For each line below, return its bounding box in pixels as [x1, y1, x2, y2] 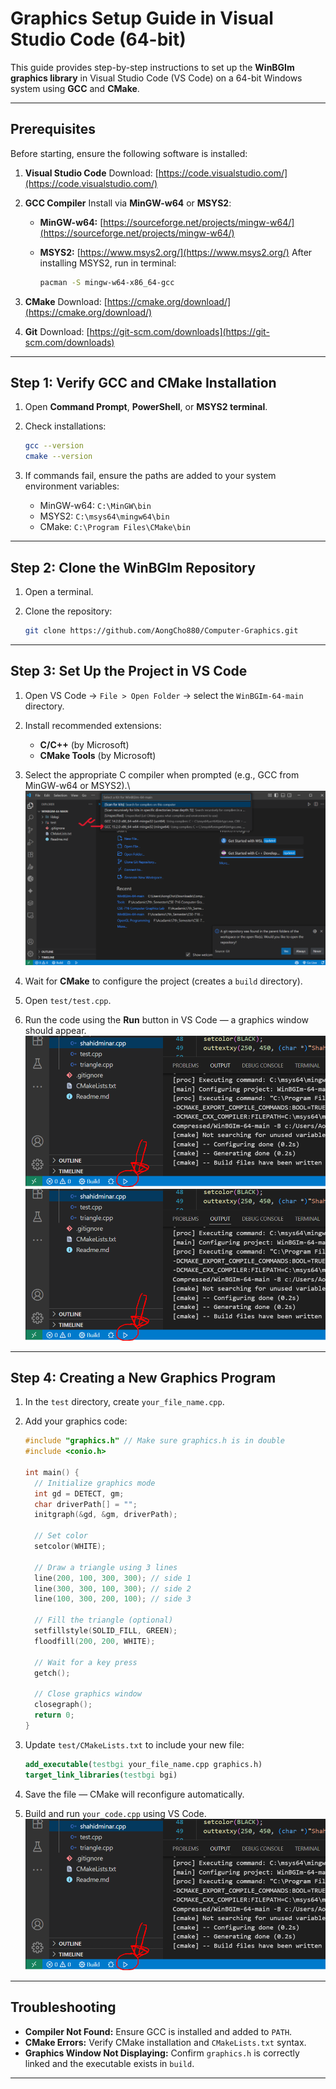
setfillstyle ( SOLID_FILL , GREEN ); [34, 1626, 178, 1636]
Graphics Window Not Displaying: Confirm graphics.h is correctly [24, 2047, 300, 2059]
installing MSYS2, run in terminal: [39, 257, 177, 269]
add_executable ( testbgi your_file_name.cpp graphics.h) [24, 1759, 263, 1769]
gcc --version [24, 441, 84, 451]
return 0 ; [34, 1710, 75, 1721]
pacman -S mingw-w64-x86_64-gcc [39, 277, 175, 287]
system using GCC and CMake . [10, 82, 140, 94]
